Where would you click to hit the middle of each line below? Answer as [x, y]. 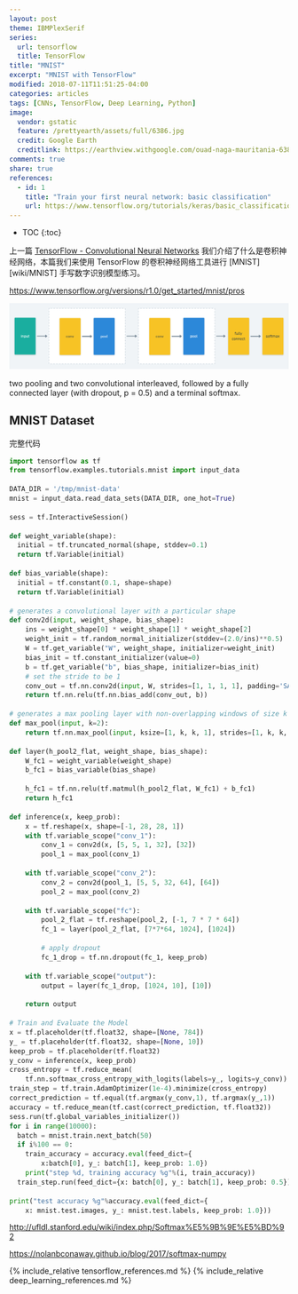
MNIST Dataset [52, 421]
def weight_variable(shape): [63, 536]
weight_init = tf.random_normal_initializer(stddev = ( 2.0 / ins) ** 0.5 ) [154, 639]
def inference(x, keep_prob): [65, 817]
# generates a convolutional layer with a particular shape [123, 611]
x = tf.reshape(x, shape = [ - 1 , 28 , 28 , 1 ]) [105, 826]
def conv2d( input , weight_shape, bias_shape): [97, 620]
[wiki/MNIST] [33, 273]
